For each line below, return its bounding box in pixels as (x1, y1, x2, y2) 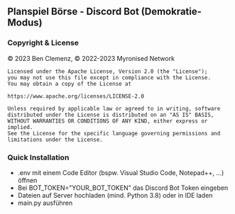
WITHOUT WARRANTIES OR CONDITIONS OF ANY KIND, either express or (7, 117, 208, 125)
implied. (7, 123, 33, 130)
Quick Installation (7, 152, 70, 162)
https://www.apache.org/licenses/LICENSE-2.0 (7, 92, 144, 100)
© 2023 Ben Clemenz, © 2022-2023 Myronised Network (7, 54, 175, 62)
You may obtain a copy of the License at (7, 80, 132, 87)
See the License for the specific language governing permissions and (7, 130, 221, 137)
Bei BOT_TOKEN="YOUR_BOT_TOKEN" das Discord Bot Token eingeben (17, 184, 229, 192)
